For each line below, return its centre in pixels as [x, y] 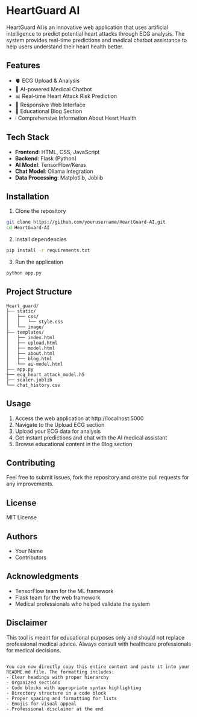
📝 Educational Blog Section [48, 111]
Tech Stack [28, 138]
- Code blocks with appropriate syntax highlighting [74, 688]
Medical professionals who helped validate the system [83, 604]
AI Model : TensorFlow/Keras [50, 164]
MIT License [22, 517]
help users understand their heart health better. [65, 47]
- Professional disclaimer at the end [55, 709]
